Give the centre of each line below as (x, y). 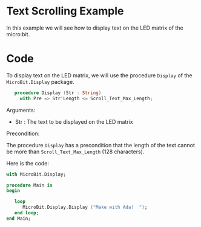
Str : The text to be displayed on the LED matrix (74, 121)
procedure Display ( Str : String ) (58, 93)
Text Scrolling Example (65, 11)
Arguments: (21, 110)
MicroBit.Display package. (40, 82)
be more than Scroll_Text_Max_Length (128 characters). (75, 152)
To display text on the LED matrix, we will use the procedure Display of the (99, 75)
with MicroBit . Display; (36, 174)
